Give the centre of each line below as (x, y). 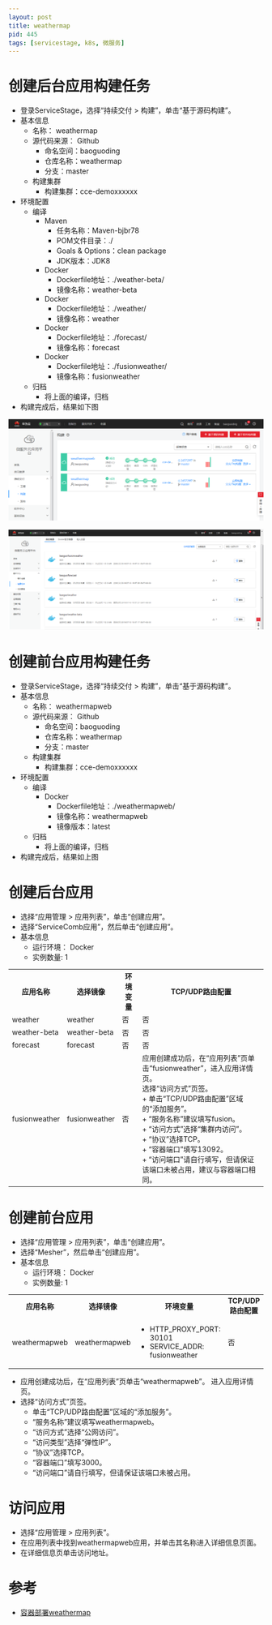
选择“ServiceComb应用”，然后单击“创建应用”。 (99, 926)
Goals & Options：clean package (111, 251)
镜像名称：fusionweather (98, 376)
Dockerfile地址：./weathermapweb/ (116, 806)
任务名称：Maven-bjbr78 (98, 230)
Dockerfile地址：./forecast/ (102, 337)
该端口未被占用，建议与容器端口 (195, 1170)
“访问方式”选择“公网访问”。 (78, 1432)
